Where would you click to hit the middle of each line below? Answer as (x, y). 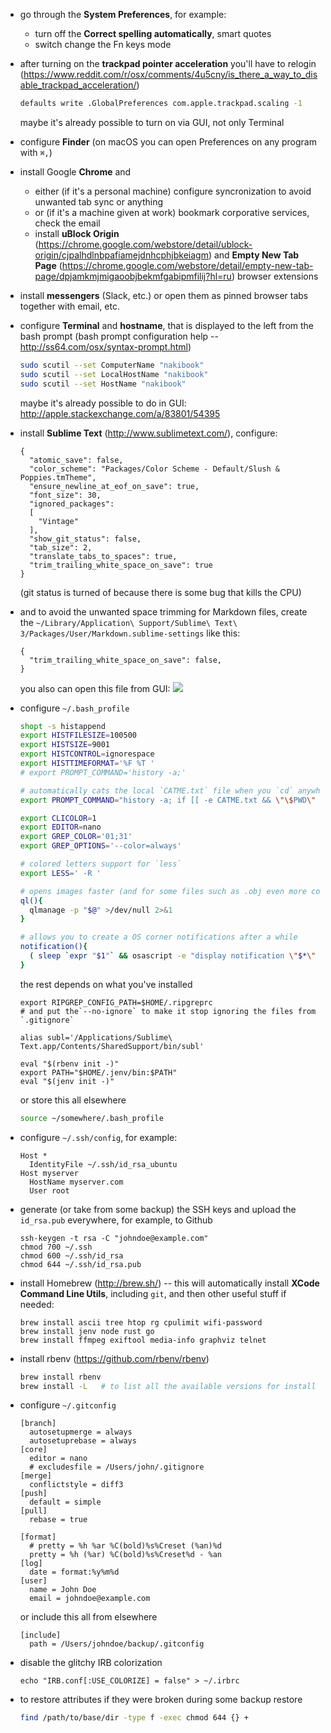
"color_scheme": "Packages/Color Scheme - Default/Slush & (155, 469)
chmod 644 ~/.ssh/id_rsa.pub (80, 1264)
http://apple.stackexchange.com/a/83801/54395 (120, 413)
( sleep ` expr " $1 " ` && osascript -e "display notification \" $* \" (173, 956)
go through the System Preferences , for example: (123, 14)
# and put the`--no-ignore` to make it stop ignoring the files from (168, 1011)
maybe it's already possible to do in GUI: (103, 403)
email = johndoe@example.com (90, 1599)
